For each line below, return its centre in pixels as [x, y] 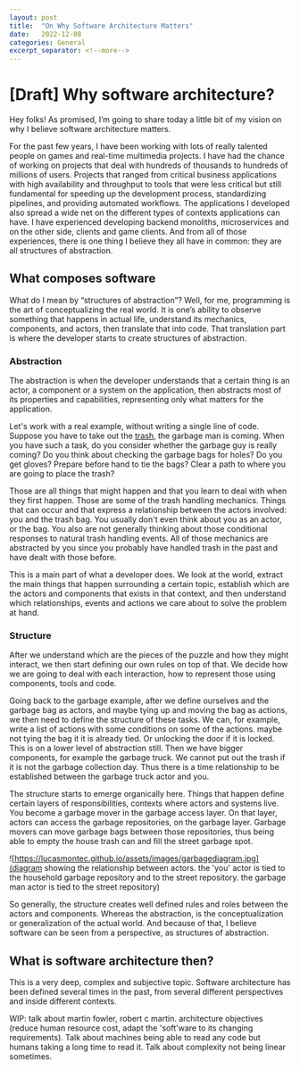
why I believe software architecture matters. [90, 129]
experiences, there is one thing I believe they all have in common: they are [146, 241]
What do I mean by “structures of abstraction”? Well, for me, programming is [150, 300]
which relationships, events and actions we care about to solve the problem [148, 603]
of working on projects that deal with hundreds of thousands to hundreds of [149, 165]
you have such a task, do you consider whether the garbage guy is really [143, 445]
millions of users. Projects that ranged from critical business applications [143, 175]
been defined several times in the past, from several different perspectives [146, 992]
